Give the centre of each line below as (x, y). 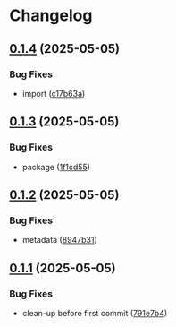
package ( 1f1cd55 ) (56, 167)
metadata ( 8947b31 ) (60, 240)
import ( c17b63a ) (54, 93)
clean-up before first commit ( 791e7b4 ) (95, 313)
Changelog (51, 16)
